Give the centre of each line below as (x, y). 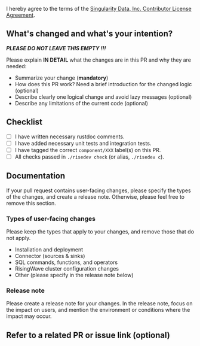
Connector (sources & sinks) (50, 256)
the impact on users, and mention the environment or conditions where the (98, 310)
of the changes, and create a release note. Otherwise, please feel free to (96, 196)
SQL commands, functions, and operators (66, 262)
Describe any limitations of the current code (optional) (81, 103)
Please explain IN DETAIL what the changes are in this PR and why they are (99, 60)
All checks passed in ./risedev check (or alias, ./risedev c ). (89, 157)
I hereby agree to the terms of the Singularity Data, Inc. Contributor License (99, 9)
